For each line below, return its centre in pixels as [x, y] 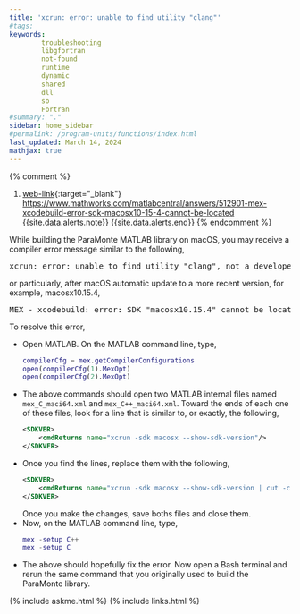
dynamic [55, 76]
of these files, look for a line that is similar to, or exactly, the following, [150, 414]
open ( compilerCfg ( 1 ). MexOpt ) [76, 369]
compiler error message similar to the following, [97, 249]
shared [54, 84]
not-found [59, 59]
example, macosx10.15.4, [55, 293]
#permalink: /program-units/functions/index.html [104, 134]
